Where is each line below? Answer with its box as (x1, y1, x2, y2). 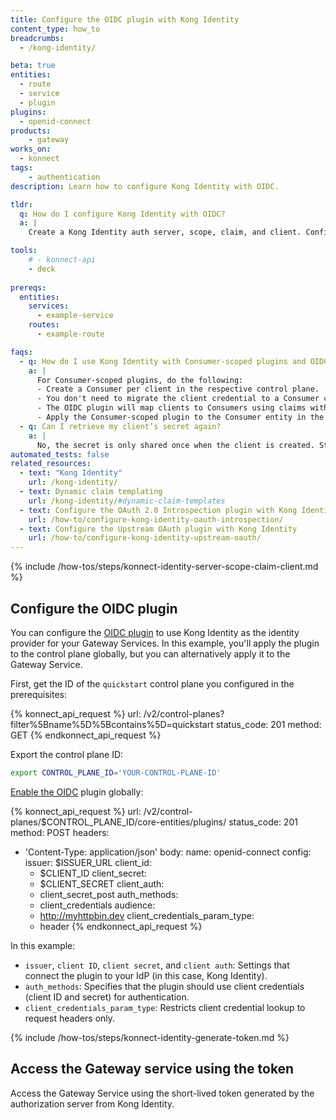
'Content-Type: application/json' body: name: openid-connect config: (24, 846, 312, 858)
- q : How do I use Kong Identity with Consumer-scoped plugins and (19, 356, 307, 366)
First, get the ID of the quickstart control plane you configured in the (10, 677, 295, 690)
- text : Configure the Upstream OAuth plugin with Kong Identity (19, 524, 298, 534)
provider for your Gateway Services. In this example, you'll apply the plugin (10, 637, 320, 649)
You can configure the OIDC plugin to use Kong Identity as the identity (10, 626, 300, 638)
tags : (10, 163, 33, 173)
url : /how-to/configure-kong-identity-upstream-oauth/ (28, 533, 262, 543)
